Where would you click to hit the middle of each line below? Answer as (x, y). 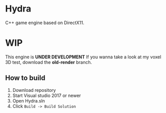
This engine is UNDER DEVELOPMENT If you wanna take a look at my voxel (83, 57)
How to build (25, 78)
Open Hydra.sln (29, 100)
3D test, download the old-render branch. (49, 62)
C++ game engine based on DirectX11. (45, 23)
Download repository (34, 90)
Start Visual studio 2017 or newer (47, 95)
